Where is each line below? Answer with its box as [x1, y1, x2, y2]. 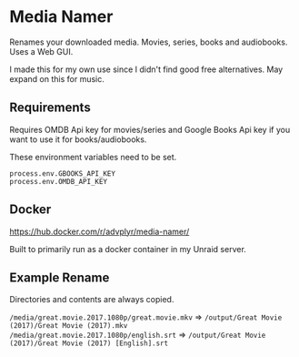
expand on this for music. [9, 73, 105, 84]
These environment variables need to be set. [9, 151, 177, 162]
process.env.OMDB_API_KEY [9, 177, 107, 186]
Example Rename [9, 270, 110, 285]
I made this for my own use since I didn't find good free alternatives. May [9, 64, 284, 75]
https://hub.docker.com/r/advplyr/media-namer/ [9, 226, 190, 237]
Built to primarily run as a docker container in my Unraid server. [9, 243, 247, 254]
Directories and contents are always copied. [9, 294, 174, 305]
